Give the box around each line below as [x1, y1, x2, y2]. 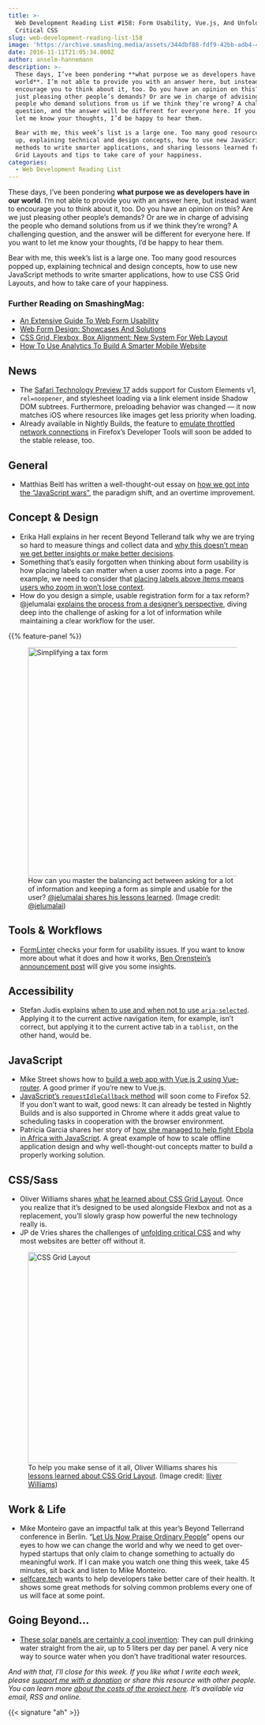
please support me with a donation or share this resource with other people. [8, 1675, 256, 1685]
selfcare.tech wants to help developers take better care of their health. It [19, 1574, 256, 1583]
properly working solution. [19, 1151, 106, 1160]
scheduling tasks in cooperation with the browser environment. [19, 1117, 225, 1126]
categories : [8, 158, 47, 166]
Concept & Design [8, 511, 99, 525]
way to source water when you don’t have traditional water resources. [19, 1651, 247, 1661]
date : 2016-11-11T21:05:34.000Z [8, 48, 114, 56]
